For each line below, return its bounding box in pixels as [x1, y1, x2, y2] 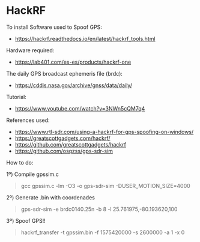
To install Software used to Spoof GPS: [6, 23, 102, 31]
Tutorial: [6, 93, 27, 100]
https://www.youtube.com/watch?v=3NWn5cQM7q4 [14, 104, 145, 112]
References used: [6, 116, 50, 124]
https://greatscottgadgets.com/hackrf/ [14, 135, 111, 142]
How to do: [6, 159, 34, 166]
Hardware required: [6, 46, 55, 54]
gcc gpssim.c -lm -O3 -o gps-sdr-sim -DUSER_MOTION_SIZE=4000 [20, 182, 190, 189]
